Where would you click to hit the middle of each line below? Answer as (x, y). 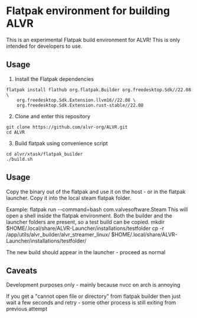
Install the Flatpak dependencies (54, 79)
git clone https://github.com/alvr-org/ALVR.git (67, 127)
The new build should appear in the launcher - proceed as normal (86, 252)
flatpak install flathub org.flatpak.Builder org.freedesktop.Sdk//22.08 (99, 90)
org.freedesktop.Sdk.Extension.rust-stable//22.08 (80, 105)
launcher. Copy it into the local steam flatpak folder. (69, 198)
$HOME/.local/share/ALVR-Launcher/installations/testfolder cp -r (85, 228)
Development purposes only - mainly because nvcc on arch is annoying (93, 285)
